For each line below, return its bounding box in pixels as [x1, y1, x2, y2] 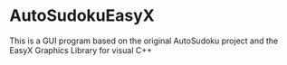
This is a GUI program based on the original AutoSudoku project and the [9, 35, 279, 46]
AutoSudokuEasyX [9, 5, 156, 26]
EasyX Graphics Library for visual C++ [9, 44, 152, 55]
